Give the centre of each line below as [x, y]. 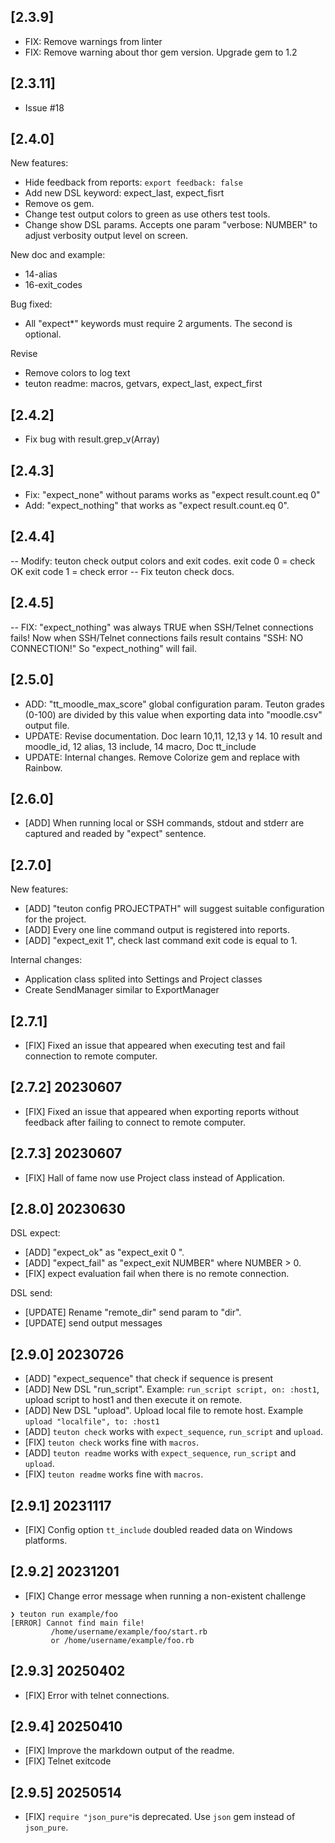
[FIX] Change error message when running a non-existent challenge [165, 1596]
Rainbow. [43, 767]
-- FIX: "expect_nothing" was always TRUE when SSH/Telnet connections [162, 627]
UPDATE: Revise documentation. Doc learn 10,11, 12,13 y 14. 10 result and [173, 736]
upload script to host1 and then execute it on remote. [133, 1400]
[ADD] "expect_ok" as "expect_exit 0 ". [104, 1252]
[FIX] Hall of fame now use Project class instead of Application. [155, 1177]
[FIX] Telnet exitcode [68, 1761]
